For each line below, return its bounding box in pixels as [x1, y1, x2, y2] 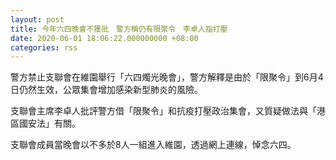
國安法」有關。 [18, 117, 81, 130]
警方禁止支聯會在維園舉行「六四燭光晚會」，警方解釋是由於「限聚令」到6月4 [10, 71, 324, 83]
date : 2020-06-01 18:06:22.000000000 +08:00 [10, 33, 199, 43]
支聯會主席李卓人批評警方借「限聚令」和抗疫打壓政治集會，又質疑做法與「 [10, 105, 317, 117]
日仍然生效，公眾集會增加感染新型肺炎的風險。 [10, 84, 203, 96]
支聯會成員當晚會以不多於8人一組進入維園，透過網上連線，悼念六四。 [10, 139, 297, 151]
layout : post [10, 14, 65, 25]
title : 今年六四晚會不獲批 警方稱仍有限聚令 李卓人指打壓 [10, 24, 228, 34]
